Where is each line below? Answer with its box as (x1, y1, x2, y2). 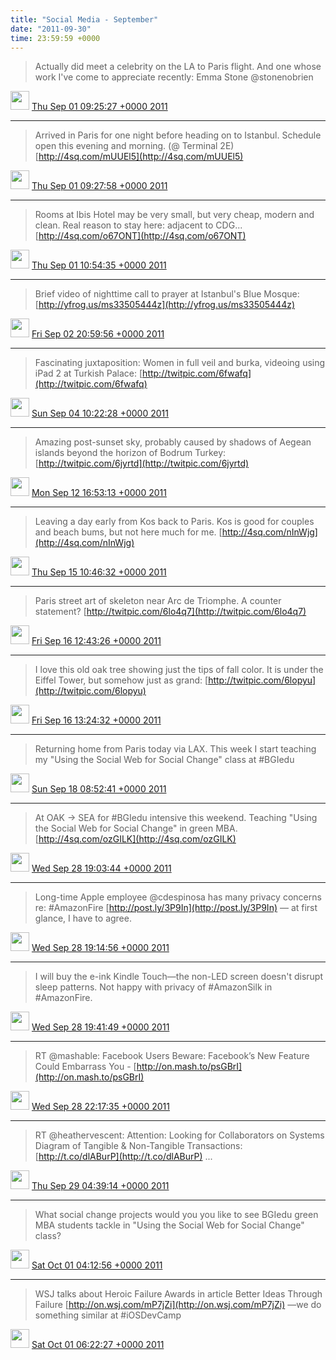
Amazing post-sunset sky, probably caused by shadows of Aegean (34, 436, 312, 448)
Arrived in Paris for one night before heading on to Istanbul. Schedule (34, 129, 322, 141)
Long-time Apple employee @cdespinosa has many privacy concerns (34, 891, 322, 903)
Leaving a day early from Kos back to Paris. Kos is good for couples (34, 516, 315, 528)
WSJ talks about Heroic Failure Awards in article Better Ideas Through (34, 1288, 323, 1300)
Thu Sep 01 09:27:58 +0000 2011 (31, 180, 168, 192)
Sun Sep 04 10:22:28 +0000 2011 (31, 407, 169, 420)
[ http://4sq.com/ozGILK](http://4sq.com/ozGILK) (34, 833, 237, 845)
